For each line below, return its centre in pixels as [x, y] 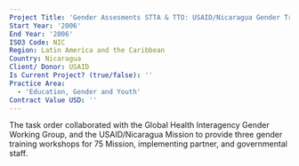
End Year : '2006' [41, 34]
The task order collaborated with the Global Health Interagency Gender [139, 125]
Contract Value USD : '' [53, 100]
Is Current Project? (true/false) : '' [81, 75]
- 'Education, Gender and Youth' [79, 91]
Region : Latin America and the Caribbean [87, 51]
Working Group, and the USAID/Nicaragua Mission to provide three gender [146, 135]
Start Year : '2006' [45, 26]
